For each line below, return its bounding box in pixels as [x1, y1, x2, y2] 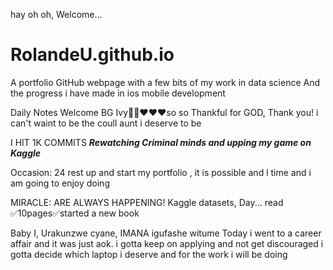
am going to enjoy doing [10, 177, 110, 189]
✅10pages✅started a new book [10, 207, 140, 219]
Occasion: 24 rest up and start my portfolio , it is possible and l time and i [10, 166, 312, 178]
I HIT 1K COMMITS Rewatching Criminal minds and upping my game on [10, 136, 312, 148]
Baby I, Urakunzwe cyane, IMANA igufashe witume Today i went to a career [10, 227, 322, 239]
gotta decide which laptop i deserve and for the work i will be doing [10, 248, 288, 260]
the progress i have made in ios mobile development [10, 87, 226, 99]
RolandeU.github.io [10, 44, 175, 66]
